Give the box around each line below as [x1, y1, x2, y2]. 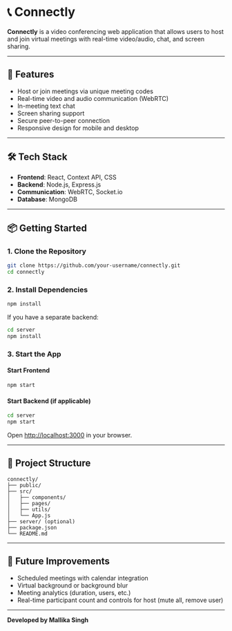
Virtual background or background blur [17, 581, 128, 590]
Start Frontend [7, 366, 50, 375]
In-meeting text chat [17, 102, 76, 110]
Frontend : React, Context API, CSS [17, 173, 117, 181]
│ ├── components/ [7, 493, 67, 501]
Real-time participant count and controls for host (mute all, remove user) [17, 596, 224, 604]
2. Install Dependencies [7, 285, 88, 294]
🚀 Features [7, 68, 55, 80]
